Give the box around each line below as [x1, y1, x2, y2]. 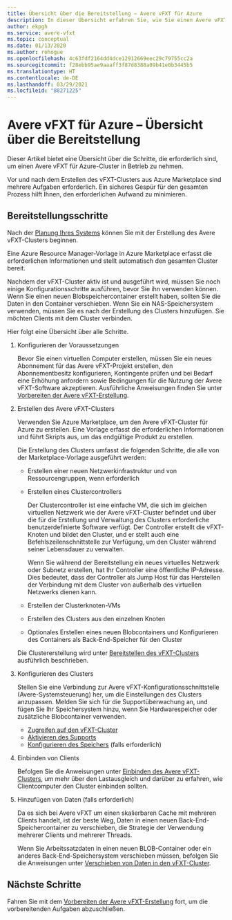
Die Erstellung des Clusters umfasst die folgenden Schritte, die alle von [17, 445, 220, 454]
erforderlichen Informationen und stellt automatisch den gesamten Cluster [7, 257, 218, 265]
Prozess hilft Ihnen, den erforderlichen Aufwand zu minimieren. [7, 190, 188, 199]
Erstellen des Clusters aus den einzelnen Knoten [27, 614, 166, 623]
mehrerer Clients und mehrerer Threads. [17, 831, 133, 839]
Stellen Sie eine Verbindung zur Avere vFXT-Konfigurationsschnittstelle [17, 683, 220, 691]
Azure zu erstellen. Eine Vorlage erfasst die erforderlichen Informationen [17, 425, 224, 433]
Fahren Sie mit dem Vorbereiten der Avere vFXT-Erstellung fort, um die [7, 897, 209, 905]
